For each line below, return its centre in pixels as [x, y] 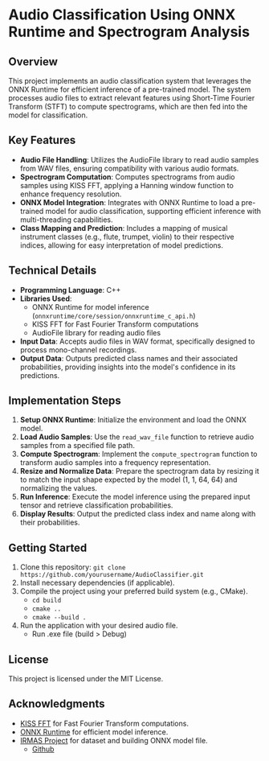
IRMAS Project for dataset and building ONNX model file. [114, 740]
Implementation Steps [65, 401]
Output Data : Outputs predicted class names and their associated [129, 358]
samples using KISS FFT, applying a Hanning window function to [127, 185]
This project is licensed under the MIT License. [86, 679]
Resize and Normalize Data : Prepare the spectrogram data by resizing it [139, 471]
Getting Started [48, 547]
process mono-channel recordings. [78, 350]
